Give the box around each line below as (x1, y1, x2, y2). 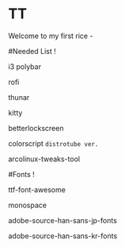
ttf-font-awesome (8, 184, 66, 195)
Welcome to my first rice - (8, 31, 93, 41)
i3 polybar (8, 61, 42, 71)
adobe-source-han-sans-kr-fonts (8, 231, 118, 241)
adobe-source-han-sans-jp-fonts (8, 215, 117, 225)
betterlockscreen (8, 123, 64, 133)
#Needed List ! (8, 46, 57, 56)
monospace (8, 200, 47, 210)
